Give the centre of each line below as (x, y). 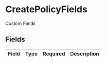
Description (85, 53)
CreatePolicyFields (47, 9)
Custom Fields (20, 23)
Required (54, 53)
